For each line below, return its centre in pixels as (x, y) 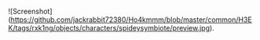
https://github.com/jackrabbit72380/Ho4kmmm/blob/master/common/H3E (132, 20)
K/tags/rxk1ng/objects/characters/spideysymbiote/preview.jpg (109, 28)
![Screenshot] (30, 11)
